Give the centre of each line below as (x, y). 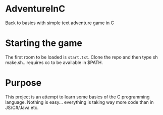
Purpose (23, 83)
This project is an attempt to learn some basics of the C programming (77, 97)
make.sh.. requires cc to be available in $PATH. (54, 62)
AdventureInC (35, 9)
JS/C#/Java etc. (22, 107)
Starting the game (44, 43)
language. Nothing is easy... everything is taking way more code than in (79, 102)
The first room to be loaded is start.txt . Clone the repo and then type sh (82, 57)
